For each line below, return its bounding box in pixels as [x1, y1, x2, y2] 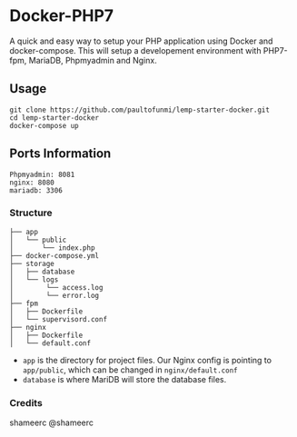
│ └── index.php [9, 243, 95, 253]
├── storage [9, 259, 54, 268]
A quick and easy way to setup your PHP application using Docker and [9, 35, 273, 46]
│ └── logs [9, 274, 59, 284]
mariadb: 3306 [9, 185, 64, 195]
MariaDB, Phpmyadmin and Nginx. [28, 55, 157, 65]
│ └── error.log [9, 291, 100, 300]
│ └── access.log [9, 283, 104, 292]
